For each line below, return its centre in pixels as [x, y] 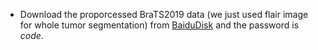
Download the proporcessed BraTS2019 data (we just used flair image [164, 14]
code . [31, 35]
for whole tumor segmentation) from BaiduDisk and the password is [159, 25]
